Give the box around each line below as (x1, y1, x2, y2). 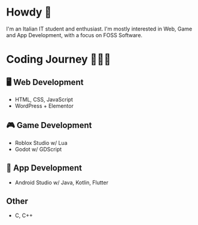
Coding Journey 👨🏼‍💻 (6, 53, 111, 66)
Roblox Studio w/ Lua (14, 139, 68, 146)
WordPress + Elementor (14, 102, 74, 110)
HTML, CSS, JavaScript (14, 96, 74, 103)
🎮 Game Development (6, 120, 92, 130)
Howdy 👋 (6, 5, 52, 19)
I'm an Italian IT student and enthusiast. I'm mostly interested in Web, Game (6, 25, 193, 32)
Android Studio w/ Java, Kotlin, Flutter (14, 179, 109, 186)
